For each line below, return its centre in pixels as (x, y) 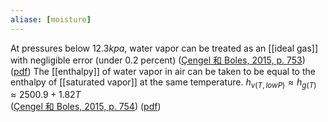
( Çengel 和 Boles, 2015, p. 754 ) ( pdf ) (86, 107)
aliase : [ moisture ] (51, 19)
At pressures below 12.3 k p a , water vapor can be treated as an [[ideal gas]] (164, 48)
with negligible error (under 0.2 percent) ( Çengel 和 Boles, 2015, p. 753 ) (158, 60)
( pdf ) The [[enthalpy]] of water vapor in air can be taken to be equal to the (163, 71)
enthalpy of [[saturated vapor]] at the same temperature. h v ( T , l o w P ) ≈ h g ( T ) (163, 83)
